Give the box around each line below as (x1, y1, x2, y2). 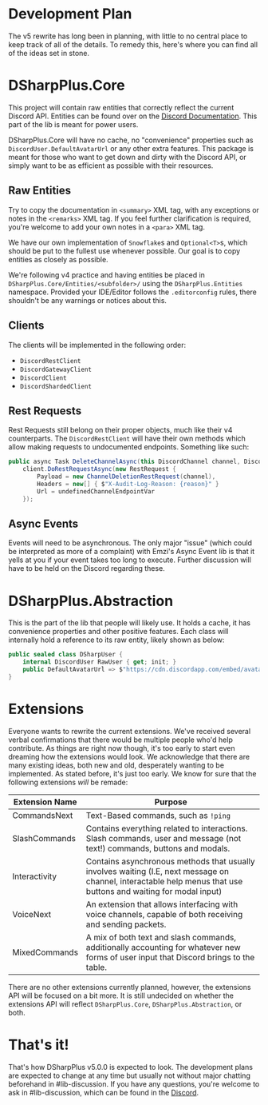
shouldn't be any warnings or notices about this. (8, 295, 167, 305)
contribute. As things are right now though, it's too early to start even (8, 743, 235, 752)
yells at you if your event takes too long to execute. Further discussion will (8, 555, 251, 564)
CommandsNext (12, 809, 73, 820)
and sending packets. (85, 919, 167, 930)
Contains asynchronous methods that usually (85, 856, 255, 867)
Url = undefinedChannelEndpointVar (37, 487, 156, 496)
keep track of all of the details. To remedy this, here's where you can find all (8, 39, 258, 49)
